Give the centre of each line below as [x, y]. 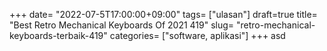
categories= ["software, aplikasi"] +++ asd [197, 35]
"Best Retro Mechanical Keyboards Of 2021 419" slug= [122, 25]
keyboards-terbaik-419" [58, 35]
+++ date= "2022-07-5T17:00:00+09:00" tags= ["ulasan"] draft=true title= [163, 14]
